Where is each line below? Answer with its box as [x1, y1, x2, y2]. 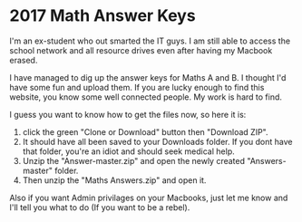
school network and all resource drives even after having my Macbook [9, 44, 273, 55]
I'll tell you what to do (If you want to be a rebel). [9, 201, 190, 213]
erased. [9, 54, 38, 65]
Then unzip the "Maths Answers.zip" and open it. [22, 174, 207, 186]
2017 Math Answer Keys [9, 5, 197, 26]
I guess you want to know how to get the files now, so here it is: [9, 109, 247, 120]
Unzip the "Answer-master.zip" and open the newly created [22, 155, 246, 166]
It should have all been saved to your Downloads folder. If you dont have [22, 136, 293, 147]
